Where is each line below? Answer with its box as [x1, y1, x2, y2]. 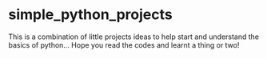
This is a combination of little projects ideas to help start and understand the [8, 32, 260, 41]
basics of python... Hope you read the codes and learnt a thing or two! [8, 40, 240, 49]
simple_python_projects [8, 6, 173, 24]
